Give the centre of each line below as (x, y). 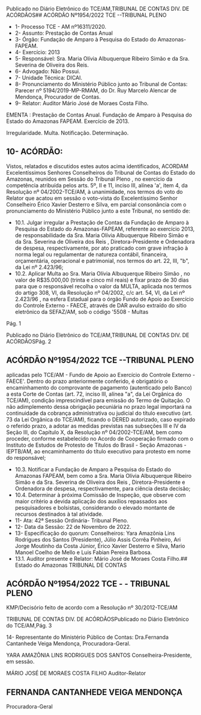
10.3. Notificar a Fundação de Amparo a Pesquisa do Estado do (93, 469)
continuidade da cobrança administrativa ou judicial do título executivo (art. (99, 413)
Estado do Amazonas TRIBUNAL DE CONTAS (71, 565)
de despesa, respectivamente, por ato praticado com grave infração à (101, 248)
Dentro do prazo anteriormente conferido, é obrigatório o (97, 381)
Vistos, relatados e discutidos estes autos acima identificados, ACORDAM (97, 166)
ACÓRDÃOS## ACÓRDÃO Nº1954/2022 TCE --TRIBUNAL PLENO (86, 15)
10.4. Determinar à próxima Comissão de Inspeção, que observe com (100, 495)
